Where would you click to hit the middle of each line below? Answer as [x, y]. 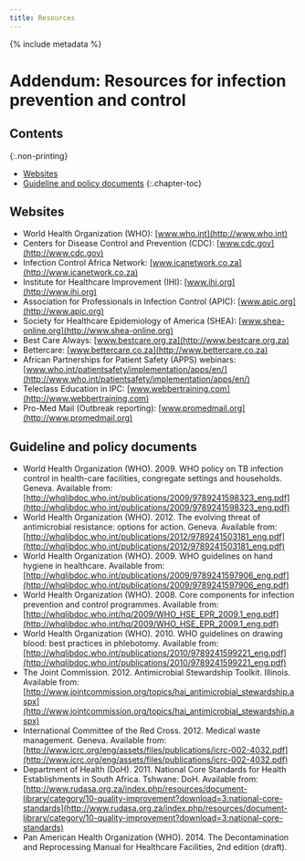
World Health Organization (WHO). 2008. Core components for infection [158, 595]
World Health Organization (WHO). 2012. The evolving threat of [142, 518]
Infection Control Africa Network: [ [88, 263]
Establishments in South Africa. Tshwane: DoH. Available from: [140, 779]
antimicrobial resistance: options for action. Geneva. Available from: [150, 527]
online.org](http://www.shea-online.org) [98, 331]
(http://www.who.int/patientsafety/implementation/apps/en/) [137, 379]
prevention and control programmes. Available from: [121, 604]
